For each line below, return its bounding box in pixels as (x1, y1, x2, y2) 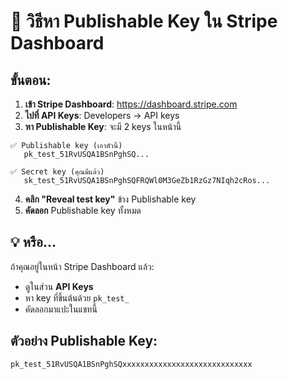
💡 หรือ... (10, 234, 57, 251)
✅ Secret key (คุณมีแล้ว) (10, 167, 105, 177)
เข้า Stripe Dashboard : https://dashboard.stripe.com (24, 98, 238, 110)
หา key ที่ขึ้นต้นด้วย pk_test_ (24, 291, 130, 304)
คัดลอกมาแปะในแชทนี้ (24, 303, 98, 315)
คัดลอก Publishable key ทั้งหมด (24, 205, 142, 216)
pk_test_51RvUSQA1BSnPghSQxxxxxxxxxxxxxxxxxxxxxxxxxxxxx (10, 359, 253, 369)
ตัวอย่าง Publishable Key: (10, 333, 158, 350)
